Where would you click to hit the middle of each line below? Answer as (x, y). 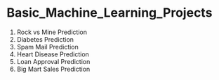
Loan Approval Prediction (53, 61)
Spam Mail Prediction (47, 47)
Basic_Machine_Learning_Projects (109, 13)
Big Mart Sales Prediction (53, 69)
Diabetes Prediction (45, 39)
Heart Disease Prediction (53, 54)
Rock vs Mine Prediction (52, 32)
